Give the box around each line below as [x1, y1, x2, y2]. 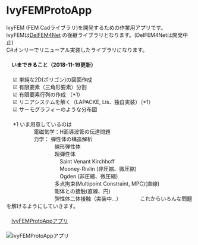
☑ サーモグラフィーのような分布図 [12, 105, 98, 113]
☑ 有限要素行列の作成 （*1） [12, 90, 84, 98]
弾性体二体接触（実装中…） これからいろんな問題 [54, 194, 192, 202]
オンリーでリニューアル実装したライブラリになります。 [13, 46, 148, 54]
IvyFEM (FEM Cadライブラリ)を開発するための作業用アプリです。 [6, 24, 166, 31]
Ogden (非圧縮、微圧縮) [59, 172, 118, 180]
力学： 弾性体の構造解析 [33, 135, 93, 143]
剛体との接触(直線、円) [54, 187, 111, 194]
